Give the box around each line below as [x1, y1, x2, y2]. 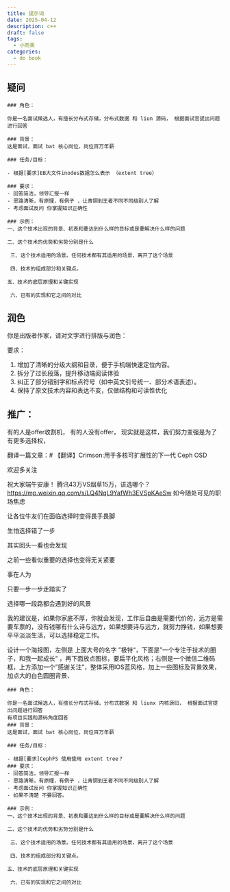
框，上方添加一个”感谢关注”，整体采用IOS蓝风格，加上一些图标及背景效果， [7, 663, 220, 671]
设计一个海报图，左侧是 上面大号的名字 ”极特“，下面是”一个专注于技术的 [7, 646, 211, 654]
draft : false [7, 29, 44, 36]
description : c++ [7, 23, 57, 30]
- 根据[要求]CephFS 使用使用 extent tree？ [7, 755, 124, 762]
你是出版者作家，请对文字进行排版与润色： [7, 331, 127, 340]
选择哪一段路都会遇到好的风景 [7, 600, 91, 608]
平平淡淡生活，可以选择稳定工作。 [7, 631, 103, 639]
